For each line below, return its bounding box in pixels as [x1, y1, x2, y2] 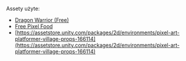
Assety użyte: [6, 5, 40, 12]
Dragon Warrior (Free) [14, 17, 70, 23]
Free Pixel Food [14, 23, 53, 30]
